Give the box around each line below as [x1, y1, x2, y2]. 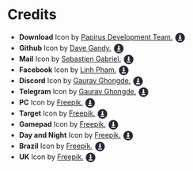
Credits [7, 6, 57, 24]
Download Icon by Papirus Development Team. [18, 32, 173, 41]
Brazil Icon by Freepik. [18, 141, 93, 150]
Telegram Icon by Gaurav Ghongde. [18, 86, 137, 96]
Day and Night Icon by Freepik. [18, 130, 121, 139]
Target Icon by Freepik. [18, 108, 96, 118]
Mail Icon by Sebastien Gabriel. [18, 54, 122, 63]
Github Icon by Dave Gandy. [18, 43, 112, 52]
